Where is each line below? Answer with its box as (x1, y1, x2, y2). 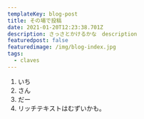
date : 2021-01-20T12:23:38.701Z (7, 24, 103, 31)
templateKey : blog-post (7, 10, 78, 18)
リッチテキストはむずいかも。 (17, 104, 106, 113)
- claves (14, 57, 40, 64)
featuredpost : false (7, 37, 69, 44)
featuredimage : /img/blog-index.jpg (7, 43, 116, 51)
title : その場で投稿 (7, 17, 62, 24)
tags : (7, 51, 24, 58)
